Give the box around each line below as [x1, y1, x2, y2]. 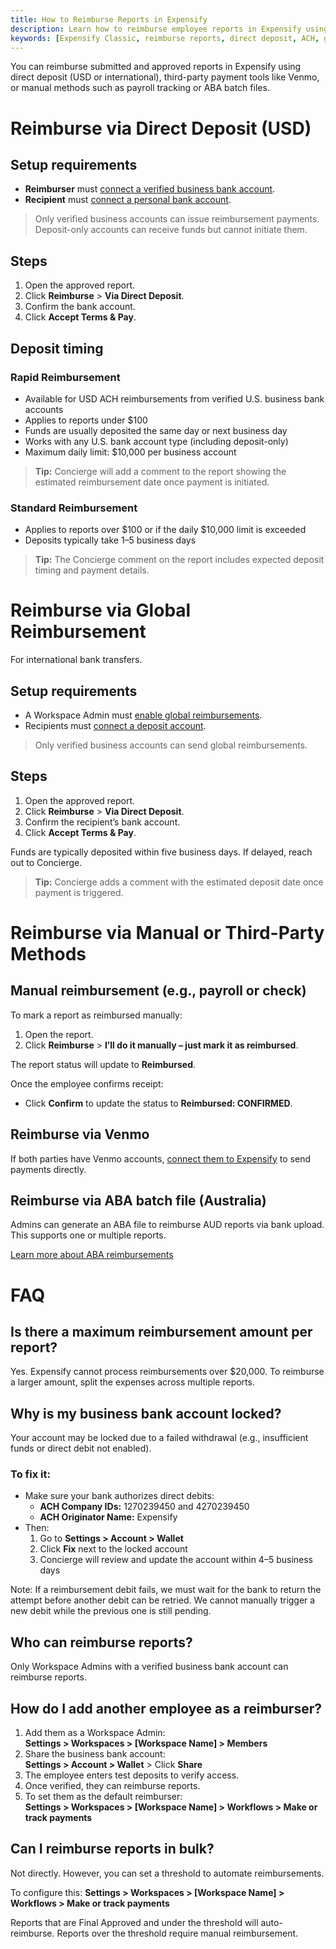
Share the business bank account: [24, 1748, 166, 1760]
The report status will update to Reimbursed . [10, 1058, 197, 1070]
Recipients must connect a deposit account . [24, 719, 207, 731]
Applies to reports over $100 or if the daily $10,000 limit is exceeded [24, 524, 307, 536]
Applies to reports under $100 [24, 414, 148, 426]
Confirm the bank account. [24, 301, 136, 313]
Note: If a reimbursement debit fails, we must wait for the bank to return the [10, 1584, 322, 1596]
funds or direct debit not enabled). [10, 1442, 152, 1455]
